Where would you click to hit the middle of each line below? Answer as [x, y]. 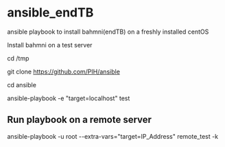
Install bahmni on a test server [50, 45]
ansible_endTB [50, 13]
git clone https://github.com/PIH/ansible [63, 71]
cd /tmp [18, 58]
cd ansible [22, 84]
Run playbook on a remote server [80, 120]
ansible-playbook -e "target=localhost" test [69, 98]
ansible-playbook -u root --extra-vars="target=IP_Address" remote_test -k [113, 136]
